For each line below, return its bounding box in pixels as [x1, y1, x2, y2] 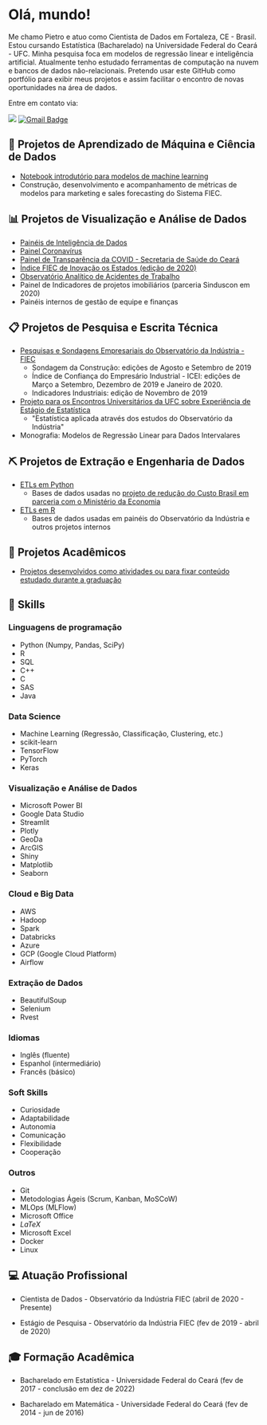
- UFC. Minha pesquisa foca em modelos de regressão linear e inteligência [8, 49, 253, 58]
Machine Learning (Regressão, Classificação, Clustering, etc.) [19, 728, 224, 738]
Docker [19, 1236, 45, 1246]
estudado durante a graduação [19, 575, 122, 584]
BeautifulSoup [19, 995, 67, 1005]
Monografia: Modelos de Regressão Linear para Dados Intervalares [19, 430, 241, 440]
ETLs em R [19, 505, 56, 515]
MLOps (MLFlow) [19, 1202, 77, 1212]
